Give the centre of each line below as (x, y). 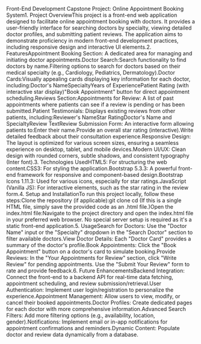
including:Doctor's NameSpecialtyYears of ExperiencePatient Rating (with (97, 85)
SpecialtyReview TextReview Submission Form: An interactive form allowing (100, 124)
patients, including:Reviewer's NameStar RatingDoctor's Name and (89, 117)
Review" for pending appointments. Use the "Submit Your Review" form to (98, 264)
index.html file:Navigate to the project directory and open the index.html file (100, 213)
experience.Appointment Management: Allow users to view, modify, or (93, 296)
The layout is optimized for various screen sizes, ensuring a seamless (93, 143)
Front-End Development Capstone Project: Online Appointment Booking (95, 9)
